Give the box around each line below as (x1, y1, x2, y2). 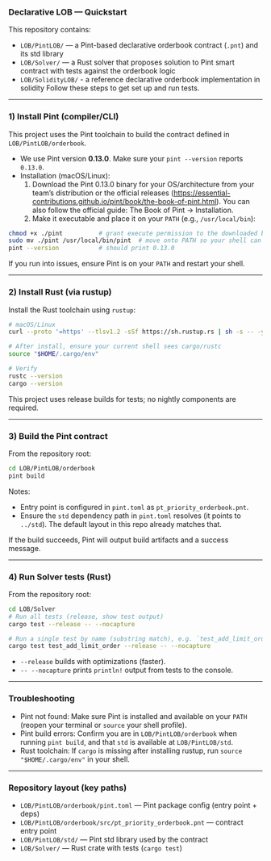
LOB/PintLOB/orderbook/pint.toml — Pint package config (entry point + (19, 800, 257, 809)
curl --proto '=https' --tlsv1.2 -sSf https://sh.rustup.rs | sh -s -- (8, 328, 254, 336)
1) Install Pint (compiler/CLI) (8, 111, 119, 123)
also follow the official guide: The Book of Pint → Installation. (31, 205, 234, 215)
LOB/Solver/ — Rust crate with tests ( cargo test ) (19, 842, 183, 853)
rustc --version (8, 372, 63, 380)
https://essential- (173, 188, 231, 198)
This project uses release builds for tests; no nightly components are (8, 394, 236, 403)
